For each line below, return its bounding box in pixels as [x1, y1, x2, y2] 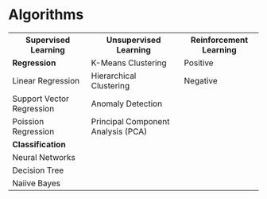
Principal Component [91, 115, 170, 127]
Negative [184, 75, 219, 86]
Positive [184, 57, 214, 68]
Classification [12, 139, 66, 150]
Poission [12, 115, 44, 127]
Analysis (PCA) [91, 126, 148, 137]
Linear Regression [12, 75, 80, 86]
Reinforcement [190, 34, 249, 45]
